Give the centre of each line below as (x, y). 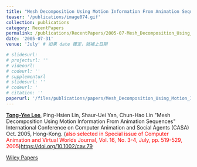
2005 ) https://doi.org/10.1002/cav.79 (49, 146)
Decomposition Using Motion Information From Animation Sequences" (91, 121)
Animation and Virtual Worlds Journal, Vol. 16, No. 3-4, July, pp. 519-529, (94, 140)
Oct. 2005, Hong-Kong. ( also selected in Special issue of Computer (87, 134)
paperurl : (18, 98)
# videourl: (21, 66)
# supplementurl (26, 77)
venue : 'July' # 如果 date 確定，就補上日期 (57, 45)
